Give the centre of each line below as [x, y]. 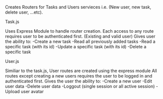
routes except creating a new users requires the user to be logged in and [79, 76]
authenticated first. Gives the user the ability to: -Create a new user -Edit [79, 81]
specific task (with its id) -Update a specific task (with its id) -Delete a [76, 47]
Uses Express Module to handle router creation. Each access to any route [79, 31]
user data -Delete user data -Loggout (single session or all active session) [80, 86]
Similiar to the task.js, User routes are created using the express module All [81, 71]
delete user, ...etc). [24, 12]
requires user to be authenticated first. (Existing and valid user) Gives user [80, 36]
